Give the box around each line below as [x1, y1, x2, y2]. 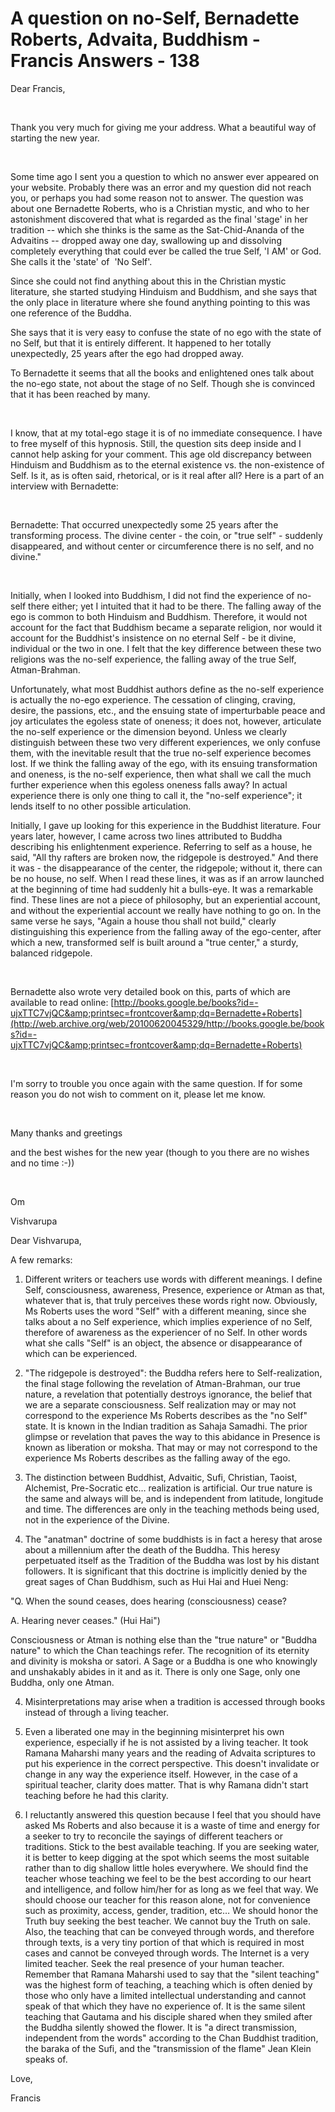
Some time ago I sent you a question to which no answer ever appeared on [10, 170, 320, 182]
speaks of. [24, 2053, 68, 2065]
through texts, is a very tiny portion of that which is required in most [24, 1936, 305, 1948]
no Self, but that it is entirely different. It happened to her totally [10, 337, 272, 349]
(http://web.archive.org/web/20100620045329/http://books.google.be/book [10, 1017, 325, 1029]
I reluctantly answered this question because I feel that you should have [24, 1808, 322, 1821]
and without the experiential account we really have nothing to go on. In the [10, 904, 322, 916]
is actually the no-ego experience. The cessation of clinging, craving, [10, 693, 296, 706]
